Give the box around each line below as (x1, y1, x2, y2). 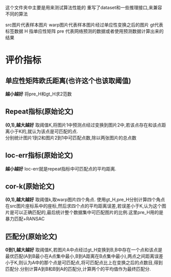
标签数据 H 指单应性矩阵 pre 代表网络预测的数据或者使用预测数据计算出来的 (5, 28, 164, 34)
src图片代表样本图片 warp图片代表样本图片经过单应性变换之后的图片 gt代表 (5, 22, 163, 28)
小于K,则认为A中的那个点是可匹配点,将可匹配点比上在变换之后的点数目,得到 (5, 260, 163, 266)
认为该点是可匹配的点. (32, 128, 78, 134)
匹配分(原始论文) (5, 232, 58, 241)
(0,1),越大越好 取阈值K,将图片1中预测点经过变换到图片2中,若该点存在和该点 (5, 122, 162, 128)
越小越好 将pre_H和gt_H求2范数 (5, 91, 72, 97)
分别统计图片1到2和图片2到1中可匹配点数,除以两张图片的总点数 (5, 135, 137, 141)
